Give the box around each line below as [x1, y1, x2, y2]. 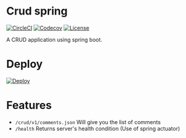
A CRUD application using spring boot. [6, 36, 103, 43]
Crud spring [6, 4, 68, 18]
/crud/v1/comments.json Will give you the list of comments [15, 118, 161, 125]
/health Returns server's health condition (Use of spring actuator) [15, 125, 181, 132]
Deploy [6, 57, 43, 71]
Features [6, 99, 52, 113]
